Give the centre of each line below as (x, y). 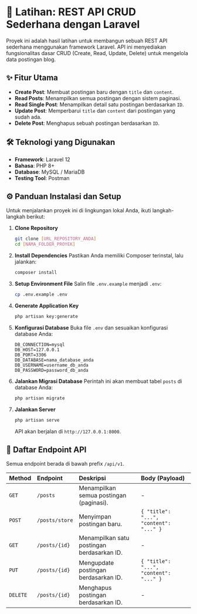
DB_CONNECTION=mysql (40, 345)
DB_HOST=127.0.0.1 (37, 350)
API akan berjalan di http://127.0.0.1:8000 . (68, 431)
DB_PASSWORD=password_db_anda (52, 370)
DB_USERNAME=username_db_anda (52, 365)
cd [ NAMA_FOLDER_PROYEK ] (45, 245)
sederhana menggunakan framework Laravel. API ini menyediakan (86, 47)
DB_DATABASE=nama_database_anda (54, 360)
